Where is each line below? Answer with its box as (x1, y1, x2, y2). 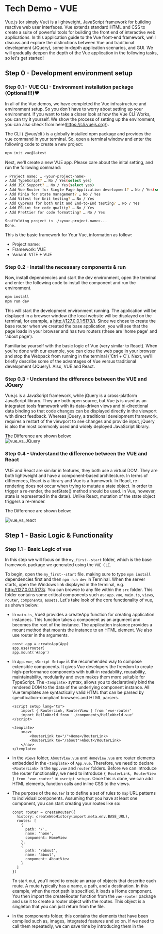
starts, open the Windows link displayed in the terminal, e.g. (5, 582, 125, 588)
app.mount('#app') (12, 650, 49, 655)
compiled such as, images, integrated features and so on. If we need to (12, 918, 154, 924)
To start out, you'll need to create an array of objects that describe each (12, 878, 156, 884)
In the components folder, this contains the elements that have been (12, 913, 148, 919)
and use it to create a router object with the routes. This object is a (12, 899, 145, 904)
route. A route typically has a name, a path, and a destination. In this (12, 883, 148, 889)
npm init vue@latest (5, 150, 47, 155)
